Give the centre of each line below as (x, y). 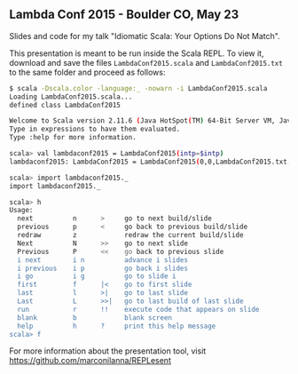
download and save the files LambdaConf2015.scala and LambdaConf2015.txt (146, 62)
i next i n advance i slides (103, 260)
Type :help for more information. (73, 138)
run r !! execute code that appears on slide (138, 309)
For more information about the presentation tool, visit (108, 351)
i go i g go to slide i (97, 276)
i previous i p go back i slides (103, 268)
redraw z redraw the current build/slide (130, 235)
